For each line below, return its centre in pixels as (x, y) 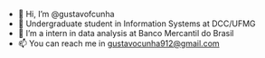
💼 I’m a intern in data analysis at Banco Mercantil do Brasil (126, 33)
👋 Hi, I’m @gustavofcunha (66, 14)
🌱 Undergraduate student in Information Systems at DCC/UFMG (137, 24)
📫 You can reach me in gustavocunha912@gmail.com (118, 43)
